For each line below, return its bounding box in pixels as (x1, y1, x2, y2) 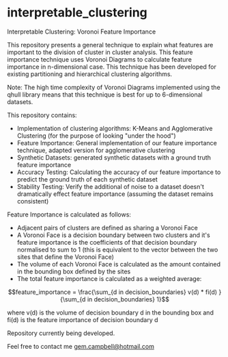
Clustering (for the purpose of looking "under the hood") (16, 132, 176, 140)
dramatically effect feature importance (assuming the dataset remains (16, 190, 214, 198)
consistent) (16, 197, 49, 205)
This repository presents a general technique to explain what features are (7, 40, 214, 49)
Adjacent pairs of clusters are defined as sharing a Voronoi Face (16, 223, 198, 232)
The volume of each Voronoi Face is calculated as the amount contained (16, 260, 220, 268)
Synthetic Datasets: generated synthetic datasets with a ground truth (16, 153, 212, 162)
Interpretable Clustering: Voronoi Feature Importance (7, 27, 156, 36)
